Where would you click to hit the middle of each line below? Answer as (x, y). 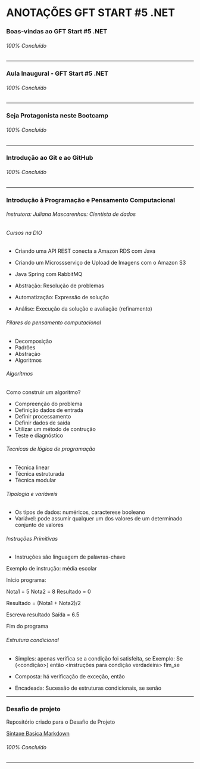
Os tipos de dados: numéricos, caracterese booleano (80, 512)
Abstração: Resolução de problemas (59, 286)
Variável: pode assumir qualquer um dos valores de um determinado (99, 519)
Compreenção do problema (49, 404)
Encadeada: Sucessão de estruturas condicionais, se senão (88, 688)
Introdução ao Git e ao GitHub (50, 158)
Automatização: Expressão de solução (62, 297)
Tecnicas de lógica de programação (51, 449)
